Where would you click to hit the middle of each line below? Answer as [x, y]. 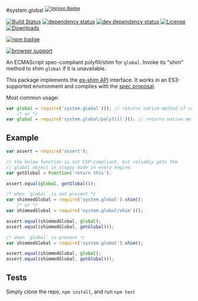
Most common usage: [32, 97]
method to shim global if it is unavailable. [56, 68]
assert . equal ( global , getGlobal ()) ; [51, 184]
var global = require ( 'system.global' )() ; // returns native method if [96, 108]
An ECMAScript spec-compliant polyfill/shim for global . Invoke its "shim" [95, 62]
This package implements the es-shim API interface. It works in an [87, 80]
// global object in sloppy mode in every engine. [70, 167]
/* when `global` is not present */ [51, 194]
